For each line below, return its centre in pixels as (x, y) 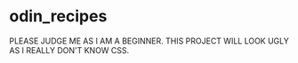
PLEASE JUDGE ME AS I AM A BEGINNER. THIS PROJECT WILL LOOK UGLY (149, 41)
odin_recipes (58, 16)
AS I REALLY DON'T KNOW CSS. (69, 50)
